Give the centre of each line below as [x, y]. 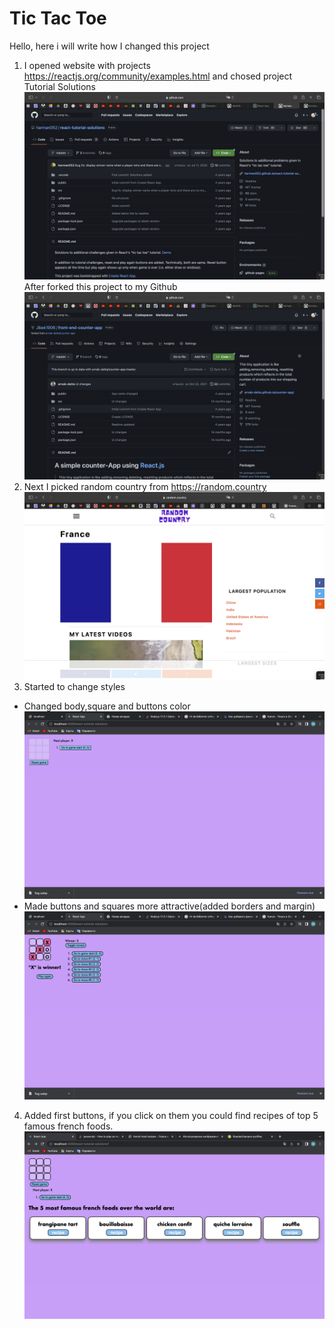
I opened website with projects [87, 65]
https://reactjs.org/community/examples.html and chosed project [158, 76]
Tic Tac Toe [58, 18]
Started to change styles [74, 687]
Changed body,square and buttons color [107, 706]
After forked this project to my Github [100, 287]
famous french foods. [68, 1126]
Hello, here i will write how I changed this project [109, 46]
